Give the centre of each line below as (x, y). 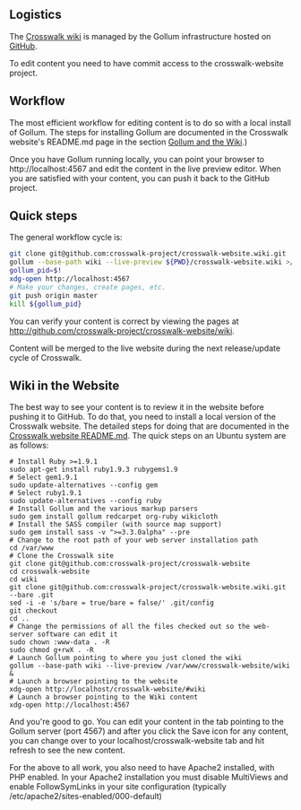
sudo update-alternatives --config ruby (86, 501)
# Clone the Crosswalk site (62, 556)
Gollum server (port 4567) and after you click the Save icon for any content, (149, 731)
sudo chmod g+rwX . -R (52, 650)
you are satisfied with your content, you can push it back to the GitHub (140, 178)
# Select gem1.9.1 (43, 478)
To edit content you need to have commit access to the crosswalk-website (146, 63)
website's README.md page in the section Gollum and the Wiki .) (129, 142)
